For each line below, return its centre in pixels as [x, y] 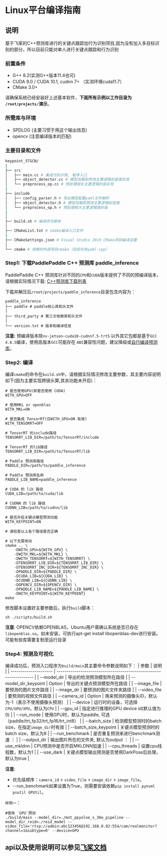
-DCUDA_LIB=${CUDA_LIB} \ [41, 576]
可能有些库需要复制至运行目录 [36, 640]
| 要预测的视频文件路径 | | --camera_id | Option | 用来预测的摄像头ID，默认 [81, 696]
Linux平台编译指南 [43, 10]
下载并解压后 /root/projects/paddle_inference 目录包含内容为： [70, 292]
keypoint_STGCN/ [22, 161]
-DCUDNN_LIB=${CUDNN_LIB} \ [43, 580]
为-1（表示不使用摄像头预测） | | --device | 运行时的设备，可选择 [72, 702]
